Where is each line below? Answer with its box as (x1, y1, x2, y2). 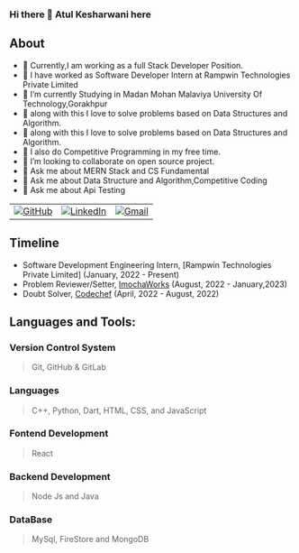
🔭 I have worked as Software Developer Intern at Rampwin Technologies (22, 69, 291, 80)
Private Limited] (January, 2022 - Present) (22, 269, 180, 280)
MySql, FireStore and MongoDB (31, 534, 149, 545)
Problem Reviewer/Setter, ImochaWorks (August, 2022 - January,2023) (22, 279, 288, 290)
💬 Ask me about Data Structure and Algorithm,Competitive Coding (22, 175, 267, 186)
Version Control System (9, 341, 116, 354)
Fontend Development (9, 428, 109, 440)
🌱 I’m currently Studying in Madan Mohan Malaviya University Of (22, 88, 263, 99)
